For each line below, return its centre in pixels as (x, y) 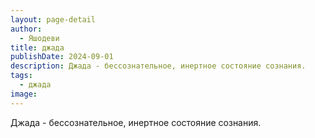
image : (24, 94)
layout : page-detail (53, 19)
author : (26, 29)
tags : (21, 76)
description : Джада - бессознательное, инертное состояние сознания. (158, 66)
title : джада (37, 47)
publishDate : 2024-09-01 (62, 57)
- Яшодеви (39, 38)
